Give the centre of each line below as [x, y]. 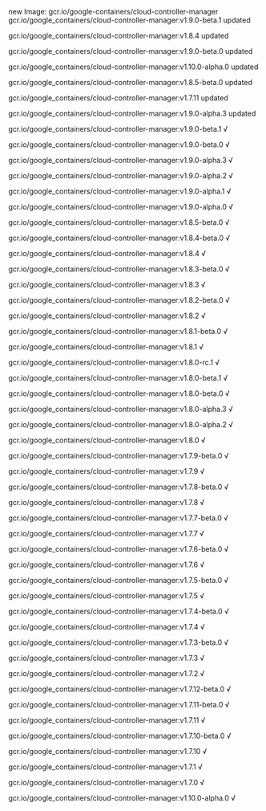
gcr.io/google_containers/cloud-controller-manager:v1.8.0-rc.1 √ [114, 362]
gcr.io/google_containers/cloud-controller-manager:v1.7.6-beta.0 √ [119, 549]
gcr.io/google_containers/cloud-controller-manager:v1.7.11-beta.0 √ [119, 705]
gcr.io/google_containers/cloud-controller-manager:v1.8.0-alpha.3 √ [121, 409]
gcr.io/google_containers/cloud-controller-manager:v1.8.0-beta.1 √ [118, 378]
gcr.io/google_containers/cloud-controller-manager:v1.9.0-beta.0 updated [131, 51]
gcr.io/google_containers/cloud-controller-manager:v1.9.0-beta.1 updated [129, 20]
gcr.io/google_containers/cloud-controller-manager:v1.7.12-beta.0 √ [120, 689]
